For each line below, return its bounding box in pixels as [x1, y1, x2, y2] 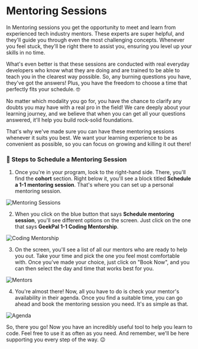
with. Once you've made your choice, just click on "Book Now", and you [14, 259, 190, 266]
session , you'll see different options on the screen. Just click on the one [14, 217, 191, 224]
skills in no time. [6, 49, 46, 56]
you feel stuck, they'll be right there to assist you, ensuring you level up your [6, 43, 192, 50]
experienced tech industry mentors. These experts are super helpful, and [6, 30, 184, 37]
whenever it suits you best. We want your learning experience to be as [6, 134, 178, 141]
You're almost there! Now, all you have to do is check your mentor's [14, 288, 180, 295]
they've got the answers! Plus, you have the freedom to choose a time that [6, 79, 187, 87]
